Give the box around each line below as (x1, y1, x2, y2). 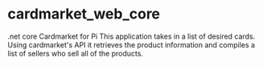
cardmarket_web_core (7, 5, 161, 23)
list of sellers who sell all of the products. (7, 48, 144, 58)
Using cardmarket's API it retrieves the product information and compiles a (7, 39, 255, 49)
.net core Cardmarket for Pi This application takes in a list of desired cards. (7, 31, 256, 41)
